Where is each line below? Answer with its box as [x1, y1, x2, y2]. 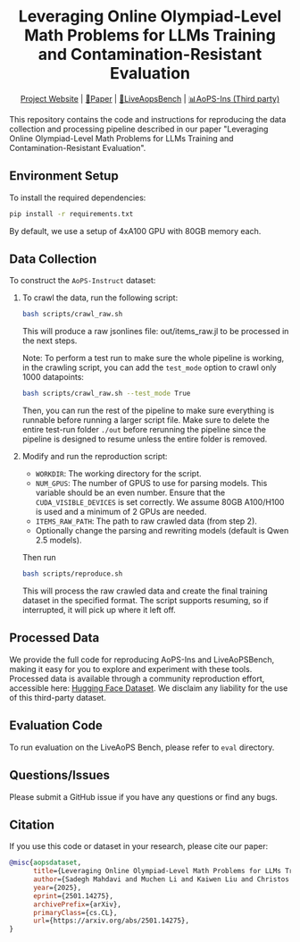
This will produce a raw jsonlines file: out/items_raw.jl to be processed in [21, 326, 289, 337]
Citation [9, 817, 55, 832]
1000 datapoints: [21, 372, 85, 383]
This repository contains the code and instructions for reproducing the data [9, 114, 287, 124]
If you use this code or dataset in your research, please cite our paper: [9, 841, 269, 852]
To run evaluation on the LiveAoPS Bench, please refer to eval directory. [9, 742, 275, 753]
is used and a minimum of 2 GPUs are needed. [35, 507, 207, 517]
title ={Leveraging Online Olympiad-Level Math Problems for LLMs [32, 867, 281, 876]
